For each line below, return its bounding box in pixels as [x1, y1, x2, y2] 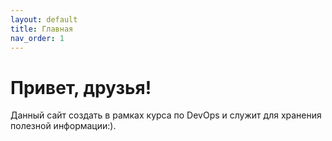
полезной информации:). [10, 120, 117, 132]
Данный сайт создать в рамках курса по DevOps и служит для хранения [10, 109, 322, 121]
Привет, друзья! [10, 76, 152, 99]
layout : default [10, 14, 78, 25]
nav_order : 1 [10, 33, 65, 43]
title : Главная [10, 24, 74, 34]
